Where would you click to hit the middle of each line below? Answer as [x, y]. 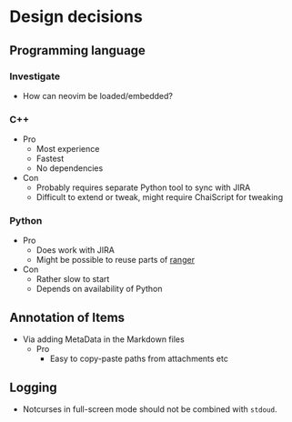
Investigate [35, 76]
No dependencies [70, 168]
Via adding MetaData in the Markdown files [103, 339]
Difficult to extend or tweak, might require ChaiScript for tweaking [160, 197]
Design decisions [76, 17]
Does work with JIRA [76, 250]
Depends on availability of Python [99, 289]
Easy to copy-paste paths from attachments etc [139, 359]
